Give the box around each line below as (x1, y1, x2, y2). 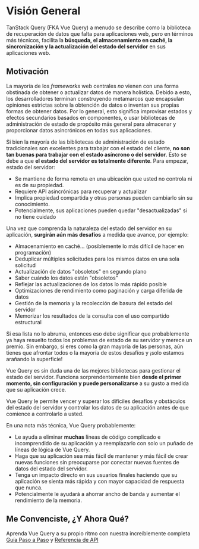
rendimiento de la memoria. (14, 497, 82, 504)
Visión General (6, 4, 81, 18)
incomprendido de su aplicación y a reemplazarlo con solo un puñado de (14, 439, 194, 446)
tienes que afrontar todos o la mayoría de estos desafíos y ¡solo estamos (6, 349, 184, 356)
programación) (14, 249, 52, 256)
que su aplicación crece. (6, 386, 67, 393)
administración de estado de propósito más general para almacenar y (6, 120, 176, 128)
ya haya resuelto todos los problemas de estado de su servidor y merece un (6, 336, 192, 343)
